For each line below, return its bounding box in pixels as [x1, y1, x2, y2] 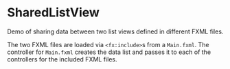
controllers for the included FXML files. [7, 55, 117, 63]
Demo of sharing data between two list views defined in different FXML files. [7, 27, 224, 36]
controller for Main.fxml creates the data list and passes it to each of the [7, 48, 211, 56]
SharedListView [7, 5, 100, 20]
